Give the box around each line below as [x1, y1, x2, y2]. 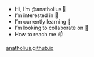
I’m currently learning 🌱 [14, 18, 72, 25]
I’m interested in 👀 [14, 12, 59, 19]
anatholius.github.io [6, 45, 54, 51]
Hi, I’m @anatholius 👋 [14, 6, 66, 12]
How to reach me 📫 [14, 31, 63, 38]
